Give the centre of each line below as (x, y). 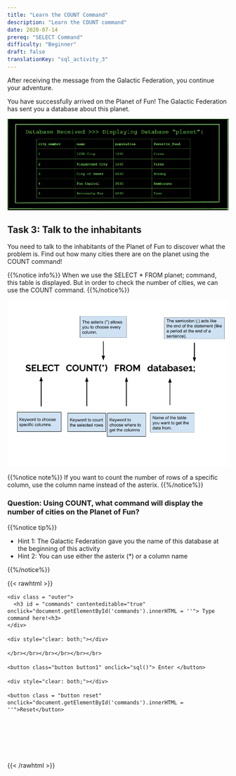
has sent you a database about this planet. (68, 108)
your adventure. (31, 87)
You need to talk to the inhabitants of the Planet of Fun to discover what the (117, 247)
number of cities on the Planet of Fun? (73, 512)
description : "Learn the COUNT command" (67, 22)
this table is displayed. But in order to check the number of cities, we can (113, 283)
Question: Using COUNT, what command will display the (105, 503)
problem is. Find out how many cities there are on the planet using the (108, 254)
